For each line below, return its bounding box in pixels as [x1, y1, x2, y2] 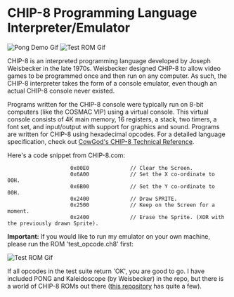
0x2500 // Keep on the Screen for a [70, 202, 216, 209]
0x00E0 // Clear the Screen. [70, 164, 193, 171]
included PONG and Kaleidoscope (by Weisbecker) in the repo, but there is [7, 274, 224, 282]
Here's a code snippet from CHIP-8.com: [7, 151, 125, 159]
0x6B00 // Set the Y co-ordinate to [70, 183, 216, 190]
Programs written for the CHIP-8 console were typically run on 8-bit [7, 100, 204, 108]
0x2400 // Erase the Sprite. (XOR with [70, 213, 225, 220]
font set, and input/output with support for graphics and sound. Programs [7, 122, 220, 131]
